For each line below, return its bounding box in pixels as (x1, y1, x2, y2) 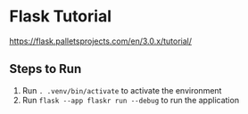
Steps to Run (9, 61, 82, 77)
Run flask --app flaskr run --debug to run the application (21, 94, 239, 105)
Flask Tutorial (9, 6, 112, 27)
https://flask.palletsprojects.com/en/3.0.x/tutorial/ (9, 36, 193, 46)
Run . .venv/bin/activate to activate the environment (21, 85, 222, 95)
